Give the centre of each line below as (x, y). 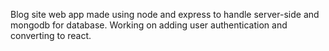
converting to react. (51, 35)
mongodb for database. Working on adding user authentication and (149, 25)
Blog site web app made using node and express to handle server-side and (165, 14)
